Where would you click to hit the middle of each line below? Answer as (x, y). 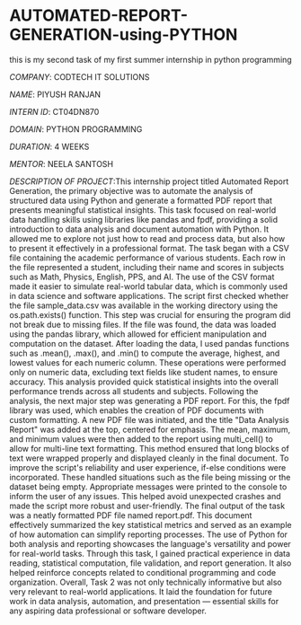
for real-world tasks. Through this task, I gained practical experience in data (150, 553)
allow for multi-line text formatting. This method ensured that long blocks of (149, 448)
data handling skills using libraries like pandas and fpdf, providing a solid (144, 219)
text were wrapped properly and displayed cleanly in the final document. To (149, 458)
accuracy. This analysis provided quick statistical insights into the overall (144, 382)
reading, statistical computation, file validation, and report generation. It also (150, 563)
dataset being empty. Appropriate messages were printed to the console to (148, 487)
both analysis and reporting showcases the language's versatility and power (150, 543)
